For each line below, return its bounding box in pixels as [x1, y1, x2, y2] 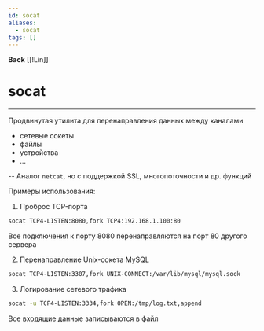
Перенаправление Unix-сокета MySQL [19, 255, 149, 264]
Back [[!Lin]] [8, 55, 49, 64]
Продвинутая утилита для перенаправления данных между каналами [8, 116, 244, 126]
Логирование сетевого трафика [19, 284, 127, 293]
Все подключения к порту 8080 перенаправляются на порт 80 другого [8, 231, 247, 241]
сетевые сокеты [19, 131, 75, 141]
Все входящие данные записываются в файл [8, 314, 159, 323]
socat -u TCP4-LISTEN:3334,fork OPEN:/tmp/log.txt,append [8, 300, 202, 307]
